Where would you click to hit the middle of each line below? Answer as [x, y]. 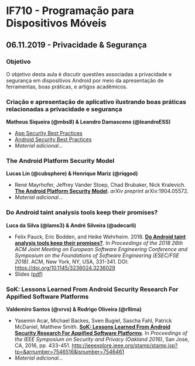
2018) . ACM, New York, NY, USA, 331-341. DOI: [71, 261]
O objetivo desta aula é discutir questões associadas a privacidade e [89, 74]
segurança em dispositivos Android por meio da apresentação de [85, 80]
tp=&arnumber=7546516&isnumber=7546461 [69, 352]
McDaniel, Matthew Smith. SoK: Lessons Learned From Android [93, 327]
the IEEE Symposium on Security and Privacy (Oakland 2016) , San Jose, [102, 339]
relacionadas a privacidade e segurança [64, 109]
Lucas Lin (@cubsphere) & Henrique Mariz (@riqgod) [72, 173]
